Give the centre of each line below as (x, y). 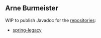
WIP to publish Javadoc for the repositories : (51, 20)
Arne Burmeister (32, 8)
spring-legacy (27, 30)
